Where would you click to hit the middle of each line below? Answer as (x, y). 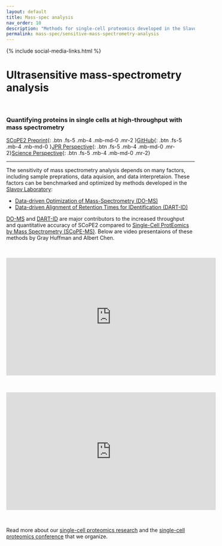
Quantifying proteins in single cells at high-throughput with (94, 120)
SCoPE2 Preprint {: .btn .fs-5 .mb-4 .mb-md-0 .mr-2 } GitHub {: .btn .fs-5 (94, 141)
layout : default (26, 12)
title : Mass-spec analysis (40, 17)
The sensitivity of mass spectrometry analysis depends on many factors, (96, 170)
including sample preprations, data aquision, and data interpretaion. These (98, 176)
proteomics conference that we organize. (57, 536)
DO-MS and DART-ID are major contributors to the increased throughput (95, 219)
